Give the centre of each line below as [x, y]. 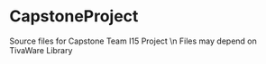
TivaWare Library [41, 50]
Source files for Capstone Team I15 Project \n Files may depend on [133, 41]
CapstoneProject [74, 16]
